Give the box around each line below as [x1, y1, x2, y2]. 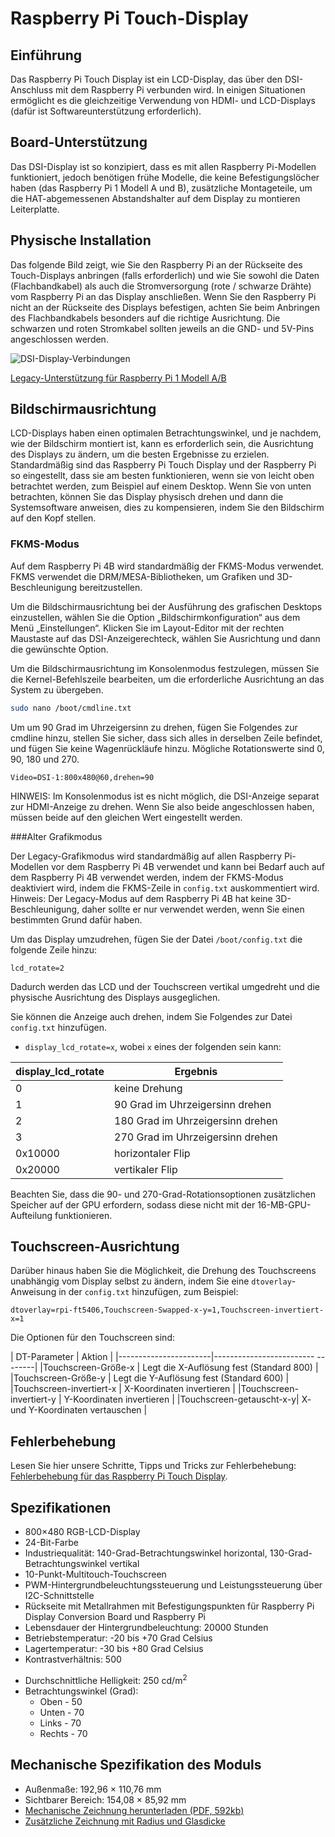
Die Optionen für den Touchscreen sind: [10, 1332, 175, 1344]
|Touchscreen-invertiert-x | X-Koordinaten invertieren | [10, 1383, 236, 1395]
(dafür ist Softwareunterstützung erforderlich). [10, 105, 202, 117]
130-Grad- [269, 1547, 313, 1559]
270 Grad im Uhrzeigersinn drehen [114, 1130, 278, 1144]
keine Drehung [114, 1081, 183, 1095]
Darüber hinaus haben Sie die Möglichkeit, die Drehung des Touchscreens [10, 1265, 317, 1277]
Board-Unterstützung [10, 134, 148, 151]
